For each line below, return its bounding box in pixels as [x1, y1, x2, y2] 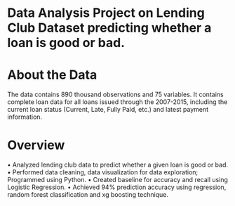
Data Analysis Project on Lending [7, 5, 205, 21]
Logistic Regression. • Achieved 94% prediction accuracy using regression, [7, 183, 227, 191]
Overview [7, 137, 65, 153]
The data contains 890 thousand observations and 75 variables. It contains [7, 90, 224, 99]
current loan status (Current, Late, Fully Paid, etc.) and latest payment [7, 105, 209, 114]
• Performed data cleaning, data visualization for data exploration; [7, 168, 199, 176]
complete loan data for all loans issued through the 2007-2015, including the [7, 98, 228, 106]
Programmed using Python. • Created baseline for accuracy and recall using [7, 176, 228, 184]
